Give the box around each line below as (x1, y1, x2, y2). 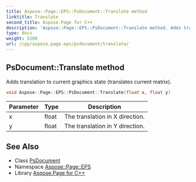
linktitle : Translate (6, 14, 59, 20)
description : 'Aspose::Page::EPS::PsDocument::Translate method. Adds (6, 24, 181, 31)
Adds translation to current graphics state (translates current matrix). (6, 78, 172, 85)
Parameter (9, 103, 39, 111)
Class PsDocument (14, 157, 61, 164)
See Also (6, 141, 39, 152)
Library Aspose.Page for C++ (14, 170, 86, 177)
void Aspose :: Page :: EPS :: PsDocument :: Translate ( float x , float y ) (6, 89, 171, 95)
